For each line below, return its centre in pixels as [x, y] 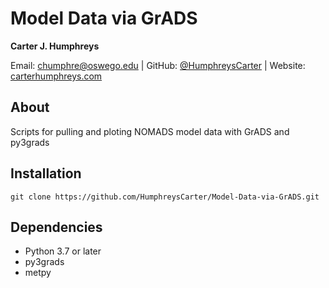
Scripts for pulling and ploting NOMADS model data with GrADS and [150, 131]
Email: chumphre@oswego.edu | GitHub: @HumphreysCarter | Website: [158, 65]
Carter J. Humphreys [55, 46]
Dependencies [56, 227]
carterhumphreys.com [56, 76]
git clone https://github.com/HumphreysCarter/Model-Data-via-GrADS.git [165, 197]
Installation [46, 173]
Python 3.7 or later [63, 251]
